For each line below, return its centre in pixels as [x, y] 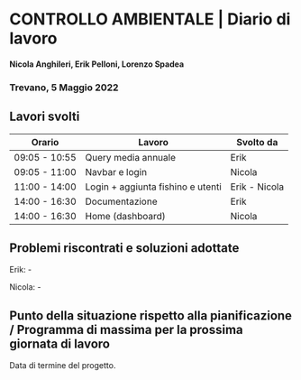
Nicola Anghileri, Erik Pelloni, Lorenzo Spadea [97, 64]
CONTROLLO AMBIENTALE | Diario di [150, 19]
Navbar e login [116, 171]
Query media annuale [130, 157]
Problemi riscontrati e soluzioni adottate [124, 248]
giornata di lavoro [60, 343]
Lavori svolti [45, 117]
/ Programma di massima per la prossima [126, 329]
